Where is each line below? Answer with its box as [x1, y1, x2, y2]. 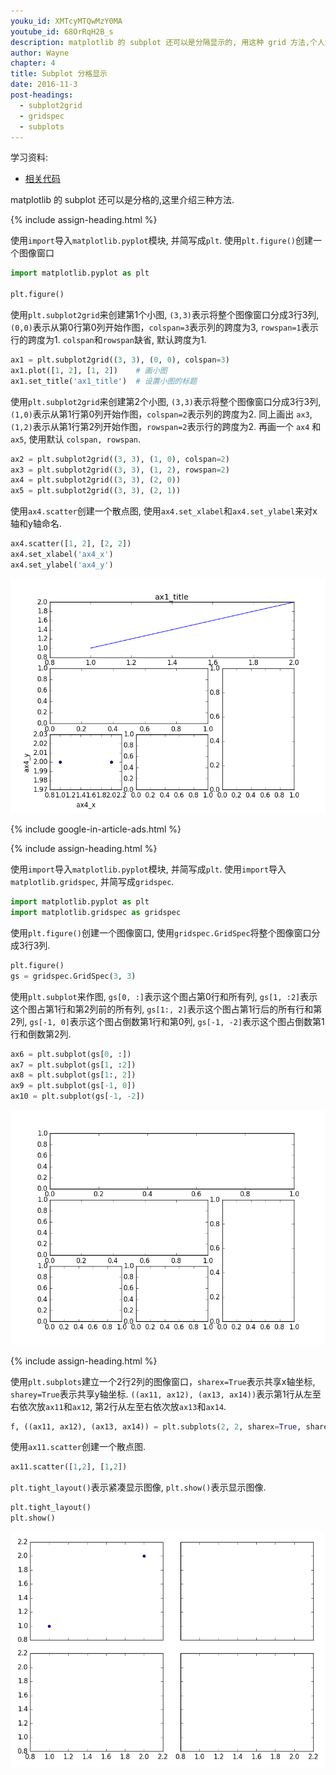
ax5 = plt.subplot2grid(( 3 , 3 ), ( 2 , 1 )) [10, 486, 182, 496]
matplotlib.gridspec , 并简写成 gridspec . [10, 876, 175, 888]
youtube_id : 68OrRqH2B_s [10, 26, 114, 37]
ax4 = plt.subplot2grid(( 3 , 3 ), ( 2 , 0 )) [10, 475, 182, 485]
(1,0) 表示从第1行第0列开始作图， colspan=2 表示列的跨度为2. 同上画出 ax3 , [10, 408, 313, 420]
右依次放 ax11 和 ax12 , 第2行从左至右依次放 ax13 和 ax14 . [10, 1400, 227, 1412]
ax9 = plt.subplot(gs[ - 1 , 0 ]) [10, 1081, 137, 1091]
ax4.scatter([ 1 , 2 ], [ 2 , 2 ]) [10, 539, 132, 549]
